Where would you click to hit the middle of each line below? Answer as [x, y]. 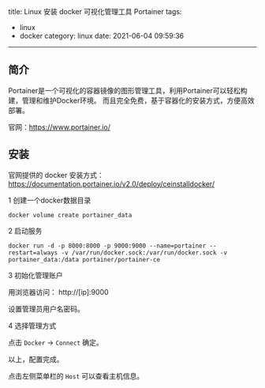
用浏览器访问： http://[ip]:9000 [58, 292]
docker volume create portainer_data [70, 215]
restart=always [33, 252]
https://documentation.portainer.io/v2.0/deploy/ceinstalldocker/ [112, 183]
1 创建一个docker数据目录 [50, 200]
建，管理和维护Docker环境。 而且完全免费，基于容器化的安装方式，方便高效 [131, 100]
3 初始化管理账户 [35, 275]
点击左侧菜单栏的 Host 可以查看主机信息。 [76, 376]
